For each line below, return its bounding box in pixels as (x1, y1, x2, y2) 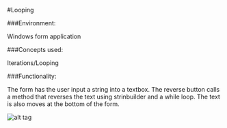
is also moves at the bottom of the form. (7, 100, 120, 108)
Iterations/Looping (7, 59, 59, 67)
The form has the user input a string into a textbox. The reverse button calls (7, 86, 220, 93)
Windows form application (7, 32, 81, 40)
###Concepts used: (7, 46, 64, 53)
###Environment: (7, 19, 56, 27)
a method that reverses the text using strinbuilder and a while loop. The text (7, 92, 221, 101)
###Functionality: (7, 72, 57, 80)
